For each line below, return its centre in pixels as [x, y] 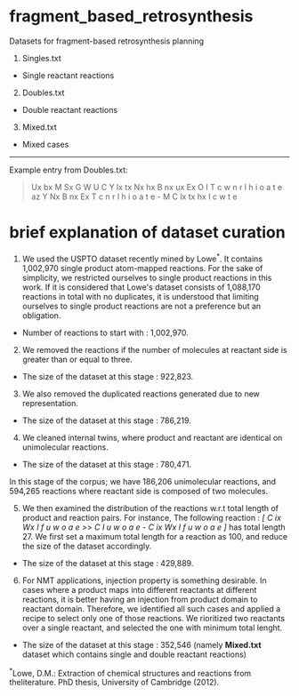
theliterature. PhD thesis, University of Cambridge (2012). [114, 683]
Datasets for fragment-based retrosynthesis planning [107, 41]
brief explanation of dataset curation [148, 232]
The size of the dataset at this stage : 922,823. [108, 376]
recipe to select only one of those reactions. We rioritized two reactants [154, 618]
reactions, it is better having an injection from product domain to [140, 599]
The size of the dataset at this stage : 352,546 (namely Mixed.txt [141, 644]
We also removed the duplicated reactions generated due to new [141, 394]
